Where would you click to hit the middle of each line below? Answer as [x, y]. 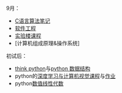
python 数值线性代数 [39, 83]
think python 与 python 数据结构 [52, 69]
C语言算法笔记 [32, 21]
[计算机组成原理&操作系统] [47, 43]
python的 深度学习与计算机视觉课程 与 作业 [65, 76]
